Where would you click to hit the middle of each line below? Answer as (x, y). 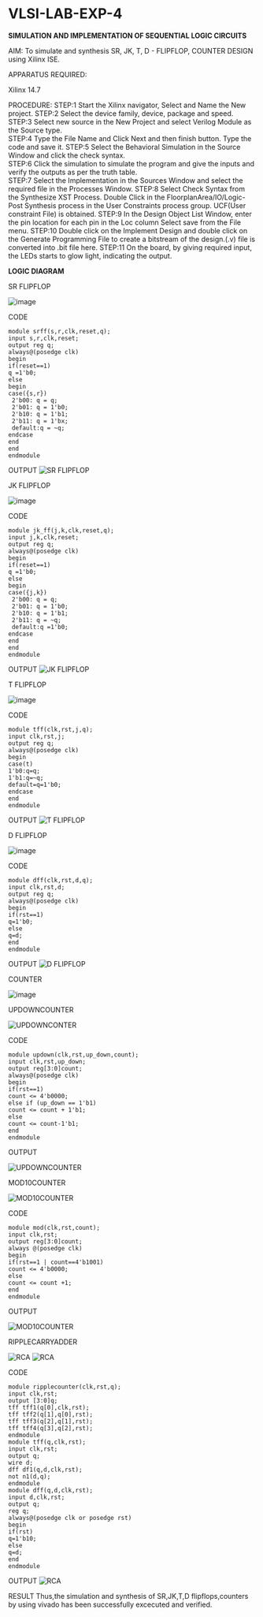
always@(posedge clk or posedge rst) (70, 1518)
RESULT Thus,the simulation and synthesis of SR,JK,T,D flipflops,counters (128, 1596)
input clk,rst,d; (37, 887)
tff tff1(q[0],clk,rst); (49, 1407)
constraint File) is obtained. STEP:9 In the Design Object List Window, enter (130, 214)
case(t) (21, 764)
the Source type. (35, 130)
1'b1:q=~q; (26, 777)
